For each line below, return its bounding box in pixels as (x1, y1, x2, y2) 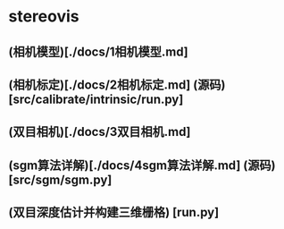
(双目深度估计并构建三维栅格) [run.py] (8, 205, 220, 220)
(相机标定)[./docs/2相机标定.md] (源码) (8, 77, 226, 92)
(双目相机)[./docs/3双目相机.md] (8, 124, 191, 140)
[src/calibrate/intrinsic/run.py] (8, 91, 184, 106)
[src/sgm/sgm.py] (8, 172, 113, 187)
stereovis (8, 6, 79, 27)
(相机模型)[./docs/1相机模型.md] (8, 44, 188, 59)
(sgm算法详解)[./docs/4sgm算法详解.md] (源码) (8, 157, 276, 173)
